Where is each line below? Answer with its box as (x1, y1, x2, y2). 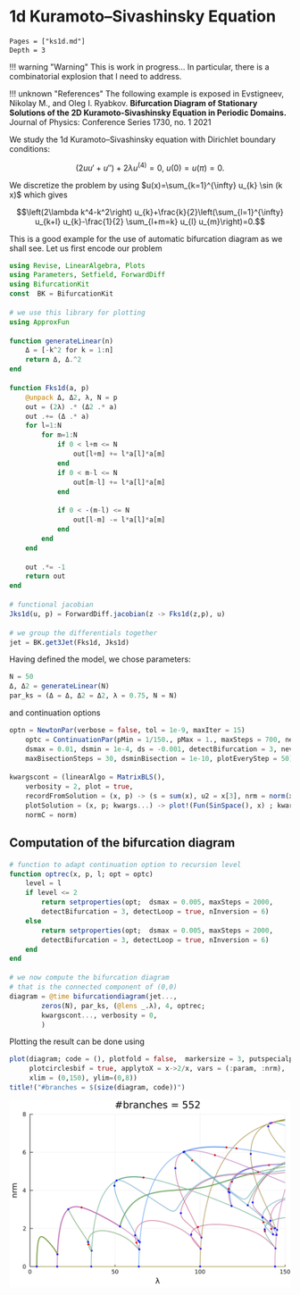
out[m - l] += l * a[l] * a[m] (72, 478, 166, 487)
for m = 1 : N (41, 430, 78, 439)
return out (25, 572, 66, 581)
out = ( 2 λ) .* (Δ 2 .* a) (25, 402, 118, 412)
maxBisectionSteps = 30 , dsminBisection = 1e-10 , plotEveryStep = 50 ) (25, 754, 294, 763)
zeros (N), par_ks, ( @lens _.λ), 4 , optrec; (41, 1001, 205, 1010)
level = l (25, 879, 62, 888)
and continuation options (9, 707, 101, 718)
